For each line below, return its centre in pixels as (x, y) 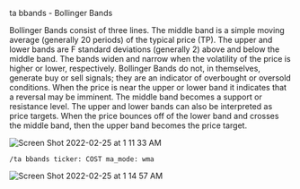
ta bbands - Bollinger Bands (61, 13)
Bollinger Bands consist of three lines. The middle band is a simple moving (147, 30)
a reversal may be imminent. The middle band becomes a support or (136, 97)
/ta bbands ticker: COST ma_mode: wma (82, 159)
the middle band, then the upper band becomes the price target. (128, 125)
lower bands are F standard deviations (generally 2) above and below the (145, 49)
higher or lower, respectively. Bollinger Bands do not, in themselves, (135, 68)
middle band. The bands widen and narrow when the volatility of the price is (150, 59)
